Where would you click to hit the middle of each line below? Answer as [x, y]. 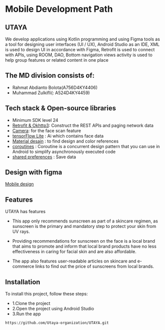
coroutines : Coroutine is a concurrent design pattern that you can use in [86, 146]
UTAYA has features [25, 212]
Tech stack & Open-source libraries [61, 108]
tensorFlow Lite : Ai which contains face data [58, 136]
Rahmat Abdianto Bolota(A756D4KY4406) [55, 87]
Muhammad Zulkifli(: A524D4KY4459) [51, 93]
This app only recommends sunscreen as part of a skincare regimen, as [85, 221]
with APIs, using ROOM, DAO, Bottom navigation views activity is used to [79, 55]
